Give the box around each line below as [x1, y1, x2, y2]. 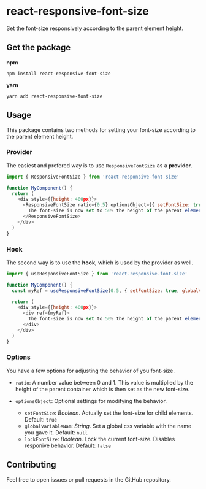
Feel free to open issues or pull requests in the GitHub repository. [6, 476, 172, 483]
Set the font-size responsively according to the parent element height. [6, 25, 184, 32]
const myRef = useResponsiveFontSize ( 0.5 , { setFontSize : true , [12, 287, 180, 294]
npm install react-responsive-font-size [6, 71, 112, 77]
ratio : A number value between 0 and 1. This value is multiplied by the [15, 379, 194, 386]
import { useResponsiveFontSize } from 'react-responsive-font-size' [6, 271, 188, 277]
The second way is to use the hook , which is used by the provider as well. [6, 259, 194, 266]
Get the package [6, 42, 71, 53]
